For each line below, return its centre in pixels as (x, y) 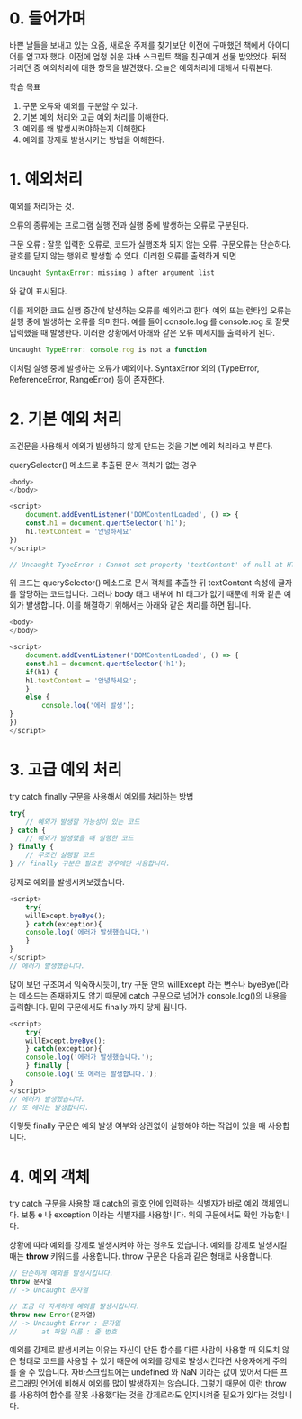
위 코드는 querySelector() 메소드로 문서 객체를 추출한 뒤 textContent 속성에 (142, 583)
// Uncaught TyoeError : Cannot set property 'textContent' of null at (146, 565)
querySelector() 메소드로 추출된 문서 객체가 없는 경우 (103, 465)
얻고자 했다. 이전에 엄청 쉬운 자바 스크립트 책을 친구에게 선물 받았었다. (148, 56)
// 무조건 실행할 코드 (60, 855)
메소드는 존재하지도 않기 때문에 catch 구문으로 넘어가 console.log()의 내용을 (153, 995)
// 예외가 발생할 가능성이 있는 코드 (83, 822)
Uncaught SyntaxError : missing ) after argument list (112, 272)
